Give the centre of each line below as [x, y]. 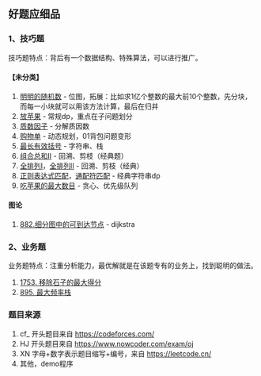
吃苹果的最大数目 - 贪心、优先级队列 [79, 186]
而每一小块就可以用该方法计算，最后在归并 [89, 106]
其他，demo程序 [46, 363]
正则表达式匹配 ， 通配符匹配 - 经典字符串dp [90, 175]
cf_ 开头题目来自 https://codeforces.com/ [87, 334]
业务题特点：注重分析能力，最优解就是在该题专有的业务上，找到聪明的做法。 [133, 266]
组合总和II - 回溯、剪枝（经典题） [74, 155]
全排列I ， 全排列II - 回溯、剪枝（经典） [81, 166]
